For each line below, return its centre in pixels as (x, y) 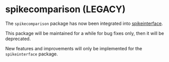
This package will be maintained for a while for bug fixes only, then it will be (85, 33)
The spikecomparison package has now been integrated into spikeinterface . (84, 23)
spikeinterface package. (32, 54)
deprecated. (18, 39)
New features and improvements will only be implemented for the (74, 48)
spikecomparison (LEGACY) (65, 9)
